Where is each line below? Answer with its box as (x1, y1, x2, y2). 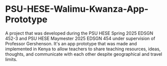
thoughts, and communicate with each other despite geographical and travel (5, 51, 163, 57)
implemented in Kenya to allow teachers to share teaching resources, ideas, (5, 46, 161, 52)
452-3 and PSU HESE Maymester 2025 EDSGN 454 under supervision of (5, 35, 156, 41)
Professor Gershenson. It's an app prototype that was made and (5, 40, 137, 46)
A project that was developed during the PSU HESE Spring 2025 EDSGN (5, 30, 154, 36)
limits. (5, 56, 17, 62)
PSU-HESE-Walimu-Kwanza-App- (5, 3, 149, 15)
